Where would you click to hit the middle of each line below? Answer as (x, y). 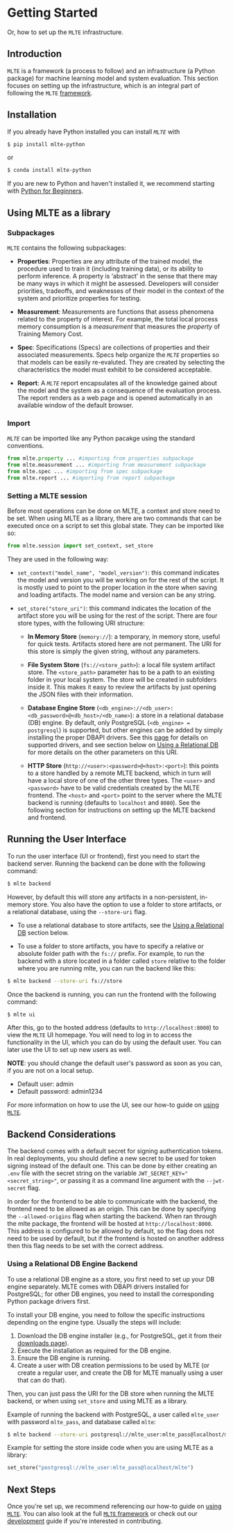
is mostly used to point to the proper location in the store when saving (117, 587)
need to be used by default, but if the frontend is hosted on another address (116, 1238)
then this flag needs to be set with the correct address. (86, 1246)
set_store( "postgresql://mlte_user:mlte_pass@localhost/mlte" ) (101, 1468)
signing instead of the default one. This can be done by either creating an (112, 1166)
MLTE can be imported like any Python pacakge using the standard (101, 438)
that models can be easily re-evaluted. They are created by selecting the (121, 362)
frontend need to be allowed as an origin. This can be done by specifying (112, 1209)
